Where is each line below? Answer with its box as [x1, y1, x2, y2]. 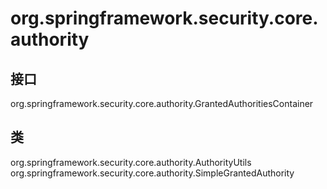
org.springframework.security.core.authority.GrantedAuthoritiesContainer [10, 98, 314, 109]
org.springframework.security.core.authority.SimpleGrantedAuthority [10, 167, 295, 179]
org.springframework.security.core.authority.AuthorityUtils [10, 156, 252, 168]
